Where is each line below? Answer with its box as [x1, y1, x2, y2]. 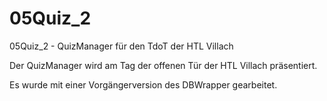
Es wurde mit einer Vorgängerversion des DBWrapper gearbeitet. [9, 78, 278, 91]
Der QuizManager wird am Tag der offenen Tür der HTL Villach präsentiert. [9, 59, 318, 71]
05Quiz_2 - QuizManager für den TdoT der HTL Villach [9, 40, 234, 52]
